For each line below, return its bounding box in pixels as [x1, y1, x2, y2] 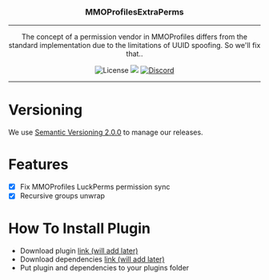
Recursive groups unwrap [19, 191, 106, 201]
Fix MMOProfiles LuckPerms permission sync [19, 182, 171, 192]
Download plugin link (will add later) [19, 246, 139, 256]
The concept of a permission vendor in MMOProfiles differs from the [21, 32, 248, 42]
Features [8, 155, 69, 174]
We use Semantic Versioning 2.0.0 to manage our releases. [8, 127, 203, 138]
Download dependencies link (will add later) [19, 254, 166, 264]
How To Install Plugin [8, 219, 151, 238]
